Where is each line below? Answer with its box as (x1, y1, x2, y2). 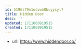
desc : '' (5, 16, 23, 21)
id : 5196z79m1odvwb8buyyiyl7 (5, 7, 64, 12)
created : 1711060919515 (5, 25, 53, 30)
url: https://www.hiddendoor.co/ (12, 38, 76, 44)
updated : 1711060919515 (5, 20, 53, 26)
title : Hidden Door (5, 12, 44, 16)
